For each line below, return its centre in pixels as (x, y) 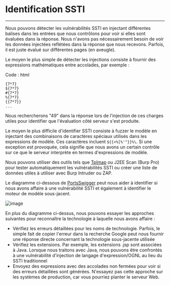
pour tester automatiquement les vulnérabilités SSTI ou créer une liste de (81, 167)
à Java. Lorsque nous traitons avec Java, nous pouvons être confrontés (87, 250)
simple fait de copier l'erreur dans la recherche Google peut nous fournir (88, 234)
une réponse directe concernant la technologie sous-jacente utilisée (84, 239)
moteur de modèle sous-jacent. (38, 193)
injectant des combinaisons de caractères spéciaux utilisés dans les (76, 136)
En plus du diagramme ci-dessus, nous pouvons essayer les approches (80, 213)
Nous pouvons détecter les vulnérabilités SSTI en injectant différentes (78, 28)
